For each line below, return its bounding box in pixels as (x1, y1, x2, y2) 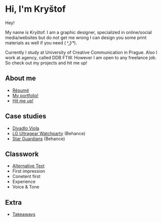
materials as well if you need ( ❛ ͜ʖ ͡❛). (5, 39, 78, 45)
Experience (12, 179, 36, 185)
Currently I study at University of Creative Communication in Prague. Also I (5, 49, 158, 55)
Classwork (5, 149, 39, 158)
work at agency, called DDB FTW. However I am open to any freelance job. (5, 54, 157, 60)
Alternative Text (12, 163, 45, 169)
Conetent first (12, 174, 41, 180)
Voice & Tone (12, 184, 40, 190)
